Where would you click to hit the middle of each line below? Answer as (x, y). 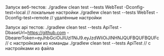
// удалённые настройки (76, 18)
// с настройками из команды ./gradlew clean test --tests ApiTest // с (78, 43)
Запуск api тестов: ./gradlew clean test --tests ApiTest (62, 27)
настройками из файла (30, 48)
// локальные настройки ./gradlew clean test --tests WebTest (91, 12)
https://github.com (47, 32)
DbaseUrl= (16, 32)
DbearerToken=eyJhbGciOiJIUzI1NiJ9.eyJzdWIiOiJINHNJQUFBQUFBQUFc (82, 38)
